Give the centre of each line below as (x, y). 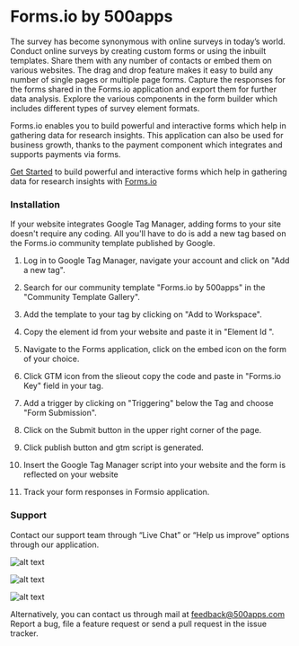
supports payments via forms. (66, 154)
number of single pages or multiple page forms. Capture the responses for (148, 79)
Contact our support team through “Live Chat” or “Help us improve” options (150, 535)
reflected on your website (71, 474)
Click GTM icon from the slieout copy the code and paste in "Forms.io (152, 376)
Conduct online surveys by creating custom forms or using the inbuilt (138, 50)
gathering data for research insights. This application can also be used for (147, 135)
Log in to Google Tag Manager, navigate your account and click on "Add (156, 261)
